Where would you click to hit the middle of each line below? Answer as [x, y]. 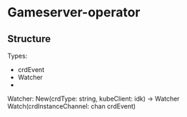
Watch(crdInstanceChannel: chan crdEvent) [72, 106]
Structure [29, 39]
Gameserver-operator [74, 12]
